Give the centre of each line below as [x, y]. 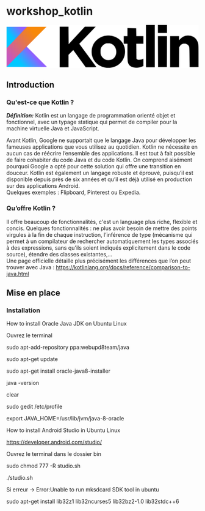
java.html [18, 274]
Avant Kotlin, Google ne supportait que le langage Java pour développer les [101, 140]
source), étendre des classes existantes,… [59, 254]
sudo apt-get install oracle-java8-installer [59, 371]
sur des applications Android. [43, 186]
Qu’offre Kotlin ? [31, 208]
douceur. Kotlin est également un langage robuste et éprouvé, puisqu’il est [100, 173]
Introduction [31, 85]
